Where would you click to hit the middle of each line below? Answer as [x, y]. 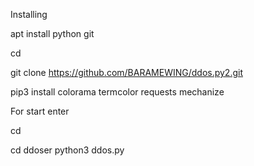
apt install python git [52, 33]
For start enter [40, 111]
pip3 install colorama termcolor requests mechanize [117, 92]
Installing [29, 14]
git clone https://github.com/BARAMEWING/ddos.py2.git [126, 72]
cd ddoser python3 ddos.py [67, 150]
